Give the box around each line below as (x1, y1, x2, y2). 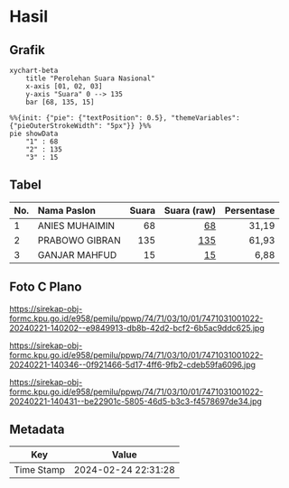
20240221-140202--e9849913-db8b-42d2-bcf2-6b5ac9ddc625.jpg (9, 322, 265, 333)
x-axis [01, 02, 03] (25, 82, 103, 91)
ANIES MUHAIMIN (37, 219, 116, 232)
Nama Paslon (37, 204, 97, 216)
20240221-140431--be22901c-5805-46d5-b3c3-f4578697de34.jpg (9, 395, 262, 407)
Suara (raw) (163, 204, 217, 216)
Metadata (9, 422, 65, 437)
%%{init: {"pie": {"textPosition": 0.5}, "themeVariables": (9, 114, 241, 123)
